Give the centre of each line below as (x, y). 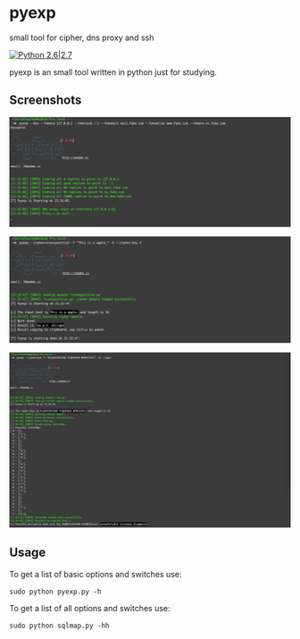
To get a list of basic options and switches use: (96, 574)
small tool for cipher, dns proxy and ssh (82, 37)
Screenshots (46, 100)
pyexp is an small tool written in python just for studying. (113, 72)
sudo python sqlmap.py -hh (59, 626)
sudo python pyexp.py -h (55, 592)
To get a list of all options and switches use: (90, 608)
